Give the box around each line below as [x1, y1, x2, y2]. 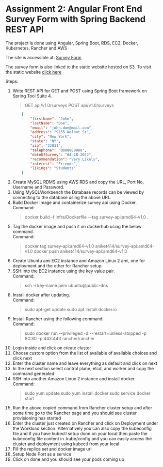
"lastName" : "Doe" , [30, 121, 69, 125]
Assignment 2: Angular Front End [5, 3, 143, 15]
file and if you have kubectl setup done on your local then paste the [12, 431, 147, 436]
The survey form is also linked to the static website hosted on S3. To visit [5, 64, 152, 70]
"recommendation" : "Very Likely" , [30, 156, 100, 162]
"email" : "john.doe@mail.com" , [30, 125, 94, 130]
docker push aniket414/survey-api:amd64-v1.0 [33, 249, 128, 254]
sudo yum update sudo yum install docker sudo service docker [24, 390, 151, 396]
